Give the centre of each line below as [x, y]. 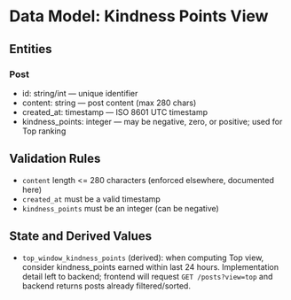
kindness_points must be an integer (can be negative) [120, 208]
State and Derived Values [81, 236]
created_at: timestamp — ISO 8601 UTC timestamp [115, 112]
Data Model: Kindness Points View [139, 16]
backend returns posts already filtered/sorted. [106, 286]
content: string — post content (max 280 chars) [109, 103]
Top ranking [44, 131]
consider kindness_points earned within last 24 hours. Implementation [150, 266]
